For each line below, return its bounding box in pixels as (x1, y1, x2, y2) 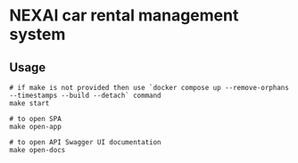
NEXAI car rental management (9, 5, 239, 26)
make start (9, 99, 50, 108)
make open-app (9, 122, 62, 131)
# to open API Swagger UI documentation (9, 138, 162, 147)
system (9, 24, 66, 45)
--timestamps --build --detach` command (9, 91, 162, 100)
